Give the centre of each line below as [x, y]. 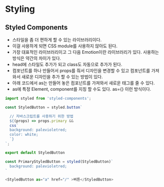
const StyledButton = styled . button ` [44, 107]
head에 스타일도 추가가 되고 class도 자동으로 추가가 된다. [67, 64]
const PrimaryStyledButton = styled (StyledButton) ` [59, 161]
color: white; [24, 135]
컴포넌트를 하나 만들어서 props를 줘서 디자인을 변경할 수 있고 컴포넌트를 [81, 71]
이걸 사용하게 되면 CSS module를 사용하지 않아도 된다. [65, 46]
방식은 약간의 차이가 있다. [37, 58]
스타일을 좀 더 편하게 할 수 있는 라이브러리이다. [57, 40]
